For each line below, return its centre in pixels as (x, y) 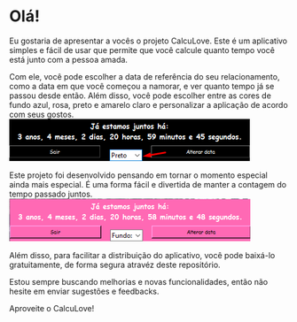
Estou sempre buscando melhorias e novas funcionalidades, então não (139, 281)
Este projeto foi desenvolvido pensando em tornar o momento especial (138, 175)
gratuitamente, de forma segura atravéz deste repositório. (115, 264)
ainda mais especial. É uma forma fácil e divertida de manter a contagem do (148, 184)
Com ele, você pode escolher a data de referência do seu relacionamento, (145, 76)
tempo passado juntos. (51, 194)
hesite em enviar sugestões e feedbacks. (84, 291)
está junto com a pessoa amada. (69, 59)
